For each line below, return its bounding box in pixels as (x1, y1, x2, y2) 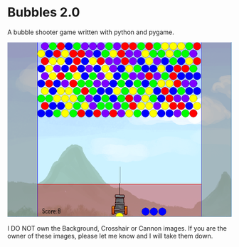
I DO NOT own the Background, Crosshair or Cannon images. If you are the (7, 224, 228, 233)
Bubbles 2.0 (7, 4, 80, 21)
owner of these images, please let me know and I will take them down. (7, 232, 213, 241)
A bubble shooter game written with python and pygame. (7, 28, 174, 36)
